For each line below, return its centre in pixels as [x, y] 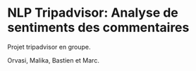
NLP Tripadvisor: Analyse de [93, 13]
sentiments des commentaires [98, 27]
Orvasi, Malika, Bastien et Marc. [54, 60]
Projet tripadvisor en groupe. [49, 47]
